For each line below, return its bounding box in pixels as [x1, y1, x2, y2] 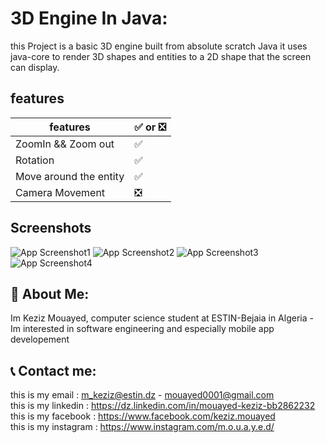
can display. [10, 61, 60, 73]
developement [10, 333, 70, 346]
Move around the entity [15, 169, 125, 183]
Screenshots [10, 220, 92, 237]
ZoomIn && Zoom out [15, 137, 115, 151]
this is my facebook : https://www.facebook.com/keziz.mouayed [10, 410, 276, 422]
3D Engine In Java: [10, 7, 168, 30]
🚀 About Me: [10, 285, 90, 302]
